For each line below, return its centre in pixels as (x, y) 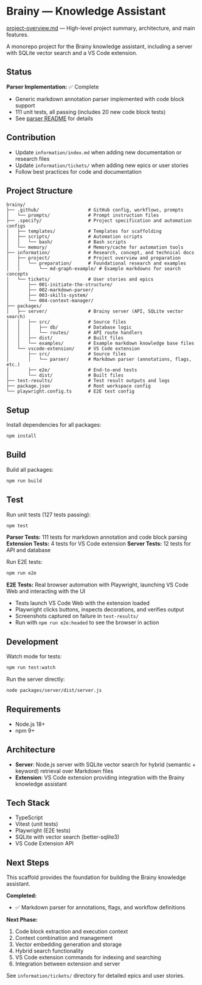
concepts (17, 274)
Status (19, 72)
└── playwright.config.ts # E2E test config (71, 391)
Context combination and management (64, 938)
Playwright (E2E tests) (43, 831)
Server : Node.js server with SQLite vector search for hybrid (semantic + (106, 764)
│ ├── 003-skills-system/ (47, 296)
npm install (21, 436)
